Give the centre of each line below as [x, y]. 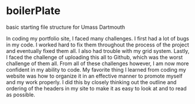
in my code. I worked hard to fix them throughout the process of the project [98, 45]
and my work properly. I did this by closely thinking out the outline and [91, 82]
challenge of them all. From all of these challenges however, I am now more [97, 63]
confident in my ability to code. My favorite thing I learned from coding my [96, 69]
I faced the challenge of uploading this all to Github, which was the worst [95, 57]
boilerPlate [33, 11]
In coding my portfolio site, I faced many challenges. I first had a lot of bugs [98, 38]
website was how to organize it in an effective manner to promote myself [94, 76]
